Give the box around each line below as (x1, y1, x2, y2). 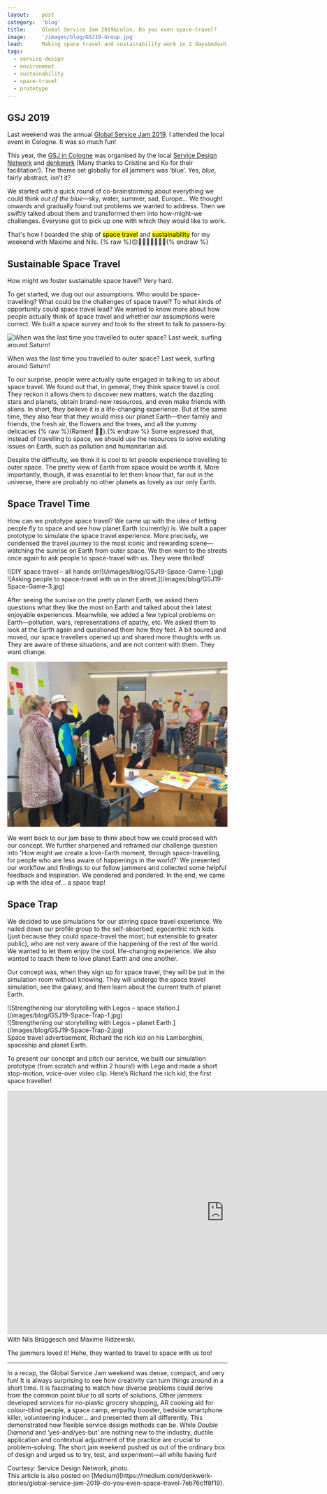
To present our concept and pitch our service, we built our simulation (7, 1054, 206, 1062)
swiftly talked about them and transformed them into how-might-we (7, 210, 203, 218)
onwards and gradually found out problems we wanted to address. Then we (7, 202, 226, 210)
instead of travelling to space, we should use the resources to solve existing (7, 435, 226, 443)
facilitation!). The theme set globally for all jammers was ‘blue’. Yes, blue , (7, 166, 217, 175)
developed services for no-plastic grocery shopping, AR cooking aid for (7, 1398, 214, 1407)
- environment (13, 63, 54, 70)
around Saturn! (7, 362, 50, 370)
